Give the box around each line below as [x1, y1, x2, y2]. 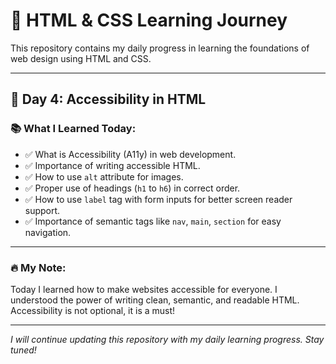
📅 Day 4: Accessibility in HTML [10, 91, 207, 108]
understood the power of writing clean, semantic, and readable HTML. [10, 294, 300, 306]
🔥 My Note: [10, 260, 67, 274]
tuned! [10, 344, 37, 356]
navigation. [24, 226, 72, 238]
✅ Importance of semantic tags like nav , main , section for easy [24, 215, 282, 227]
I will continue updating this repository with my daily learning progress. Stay [10, 333, 325, 345]
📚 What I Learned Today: [10, 122, 137, 136]
